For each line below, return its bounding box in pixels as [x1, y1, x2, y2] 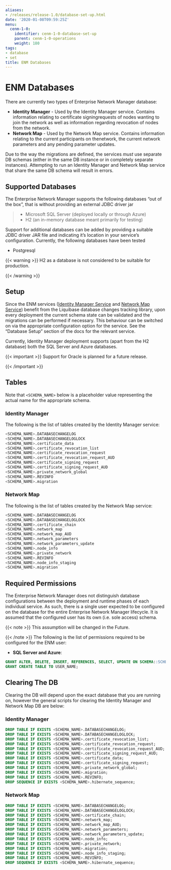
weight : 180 [14, 41, 40, 46]
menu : [5, 21, 17, 27]
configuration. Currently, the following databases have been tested [5, 237, 146, 243]
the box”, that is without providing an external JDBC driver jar [5, 202, 134, 207]
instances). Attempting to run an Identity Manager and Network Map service [5, 162, 165, 168]
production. [5, 263, 30, 269]
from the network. [12, 125, 51, 131]
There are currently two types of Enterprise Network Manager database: [5, 99, 157, 105]
